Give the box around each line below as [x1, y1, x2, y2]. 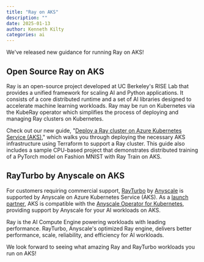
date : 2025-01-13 [6, 20, 51, 26]
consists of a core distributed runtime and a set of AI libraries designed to [6, 95, 192, 103]
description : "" [6, 15, 48, 21]
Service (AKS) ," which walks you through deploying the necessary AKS [6, 133, 186, 141]
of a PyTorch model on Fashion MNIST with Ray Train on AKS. [6, 152, 162, 160]
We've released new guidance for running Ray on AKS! [6, 48, 144, 56]
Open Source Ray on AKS [6, 66, 104, 77]
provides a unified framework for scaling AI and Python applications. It [6, 89, 184, 96]
